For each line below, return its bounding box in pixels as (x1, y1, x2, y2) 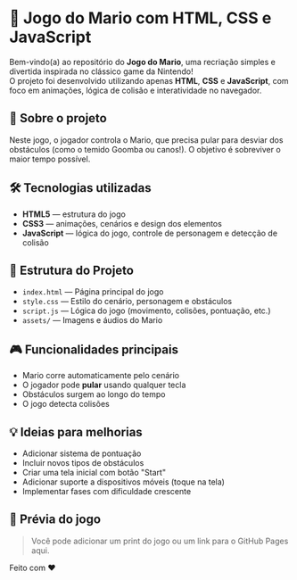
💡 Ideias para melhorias (9, 424, 143, 440)
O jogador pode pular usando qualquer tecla (21, 379, 186, 391)
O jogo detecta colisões (21, 399, 110, 410)
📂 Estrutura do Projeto (9, 262, 134, 278)
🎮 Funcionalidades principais (9, 342, 178, 357)
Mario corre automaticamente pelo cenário (21, 370, 180, 381)
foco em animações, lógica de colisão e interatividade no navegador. (9, 85, 262, 95)
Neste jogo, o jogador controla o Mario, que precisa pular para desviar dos (9, 134, 284, 145)
